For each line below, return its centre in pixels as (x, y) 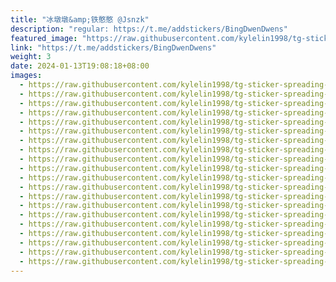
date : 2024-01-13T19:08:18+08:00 (80, 66)
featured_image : (44, 38)
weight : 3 (31, 57)
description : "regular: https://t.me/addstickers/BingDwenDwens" (149, 29)
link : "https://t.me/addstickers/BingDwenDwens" (113, 47)
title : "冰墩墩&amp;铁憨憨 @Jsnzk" (80, 19)
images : (26, 76)
